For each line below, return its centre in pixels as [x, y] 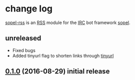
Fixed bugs [24, 50]
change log [29, 9]
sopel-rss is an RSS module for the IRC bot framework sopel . [68, 22]
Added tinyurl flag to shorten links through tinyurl [63, 55]
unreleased [23, 38]
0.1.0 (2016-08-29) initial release [57, 71]
